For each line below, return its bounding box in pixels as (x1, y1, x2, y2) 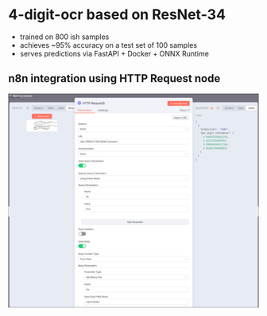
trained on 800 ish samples (19, 32, 110, 41)
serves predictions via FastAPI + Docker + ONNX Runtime (19, 49, 209, 58)
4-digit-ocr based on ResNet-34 (8, 6, 226, 24)
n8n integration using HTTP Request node (8, 72, 221, 85)
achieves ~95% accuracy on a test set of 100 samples (19, 40, 197, 49)
